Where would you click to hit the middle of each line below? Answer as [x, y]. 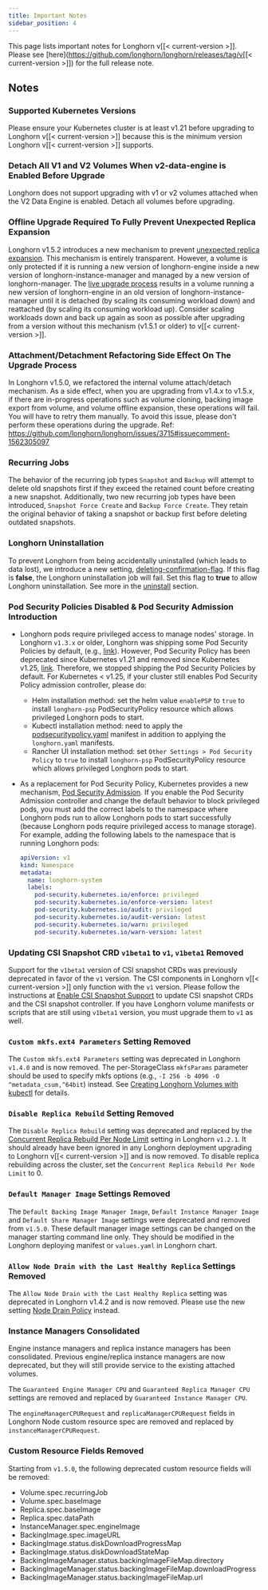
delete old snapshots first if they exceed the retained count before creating [132, 489]
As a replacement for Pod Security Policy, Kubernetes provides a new [134, 783]
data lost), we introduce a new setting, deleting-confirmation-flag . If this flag [134, 569]
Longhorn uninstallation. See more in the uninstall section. [104, 586]
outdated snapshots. [42, 522]
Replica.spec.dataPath [57, 1517]
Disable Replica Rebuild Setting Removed [91, 1113]
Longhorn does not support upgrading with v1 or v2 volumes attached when [133, 193]
